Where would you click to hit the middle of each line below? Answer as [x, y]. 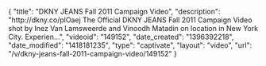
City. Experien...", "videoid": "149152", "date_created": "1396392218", [121, 37]
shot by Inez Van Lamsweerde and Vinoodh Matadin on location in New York [133, 28]
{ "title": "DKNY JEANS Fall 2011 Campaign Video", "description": [114, 12]
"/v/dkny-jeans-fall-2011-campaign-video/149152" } [93, 54]
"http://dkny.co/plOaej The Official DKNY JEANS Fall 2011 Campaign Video [130, 20]
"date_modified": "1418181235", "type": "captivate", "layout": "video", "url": [130, 45]
